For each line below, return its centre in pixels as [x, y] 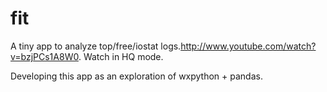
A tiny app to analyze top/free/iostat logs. [96, 46]
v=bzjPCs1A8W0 [44, 56]
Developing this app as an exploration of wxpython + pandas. [136, 76]
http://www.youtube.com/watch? [248, 46]
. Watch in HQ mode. [121, 56]
